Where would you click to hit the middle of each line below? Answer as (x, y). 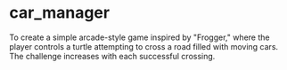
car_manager (59, 13)
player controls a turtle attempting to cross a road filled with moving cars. (144, 46)
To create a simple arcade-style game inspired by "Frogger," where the (139, 37)
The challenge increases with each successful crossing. (112, 56)
